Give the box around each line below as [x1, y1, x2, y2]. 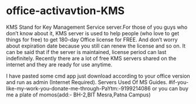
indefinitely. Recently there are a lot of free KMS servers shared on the [6, 55, 177, 62]
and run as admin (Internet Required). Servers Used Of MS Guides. [6, 78, 168, 86]
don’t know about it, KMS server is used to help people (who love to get [6, 29, 180, 36]
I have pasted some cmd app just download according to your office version [6, 72, 191, 79]
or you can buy [151, 85, 189, 92]
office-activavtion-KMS [6, 4, 125, 18]
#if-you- [168, 78, 189, 86]
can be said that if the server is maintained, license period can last [6, 48, 167, 55]
